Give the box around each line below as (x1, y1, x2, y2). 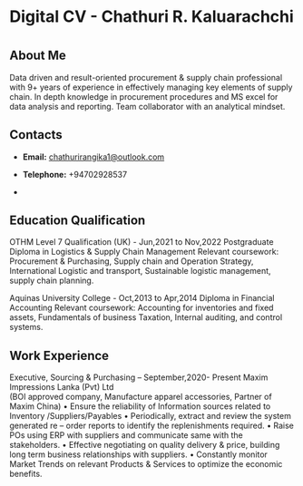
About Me (9, 48, 66, 63)
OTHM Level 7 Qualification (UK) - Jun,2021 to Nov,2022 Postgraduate (9, 237, 274, 248)
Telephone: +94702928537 (22, 169, 128, 180)
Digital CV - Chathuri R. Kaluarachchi (9, 6, 295, 27)
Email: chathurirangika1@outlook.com (22, 151, 165, 162)
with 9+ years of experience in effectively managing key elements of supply (9, 82, 293, 92)
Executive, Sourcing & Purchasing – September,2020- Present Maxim (9, 372, 269, 383)
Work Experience (9, 347, 110, 364)
